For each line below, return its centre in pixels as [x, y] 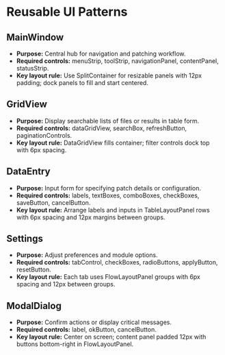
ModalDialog [34, 306]
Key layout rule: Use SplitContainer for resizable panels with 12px [109, 75]
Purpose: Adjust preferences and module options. [87, 255]
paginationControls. [44, 135]
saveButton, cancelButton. [53, 202]
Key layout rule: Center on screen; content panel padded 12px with [111, 337]
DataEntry [28, 172]
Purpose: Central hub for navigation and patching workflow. [101, 53]
